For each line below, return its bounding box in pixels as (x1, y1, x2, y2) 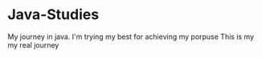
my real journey (7, 40, 59, 49)
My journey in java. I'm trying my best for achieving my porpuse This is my (7, 32, 255, 41)
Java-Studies (7, 6, 100, 24)
